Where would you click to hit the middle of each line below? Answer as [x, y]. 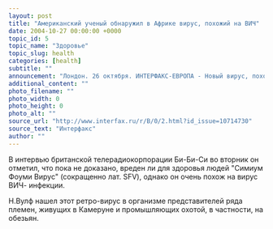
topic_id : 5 [28, 38]
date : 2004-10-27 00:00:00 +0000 [65, 31]
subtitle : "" [30, 69]
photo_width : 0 [34, 99]
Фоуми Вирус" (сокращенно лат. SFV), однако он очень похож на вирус [133, 176]
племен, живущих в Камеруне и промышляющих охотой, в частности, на [136, 209]
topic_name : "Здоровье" [49, 46]
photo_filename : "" [41, 91]
